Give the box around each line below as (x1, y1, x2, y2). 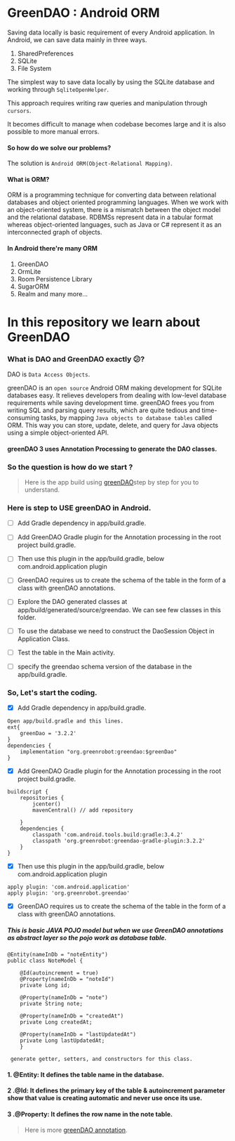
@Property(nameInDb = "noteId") (20, 976, 114, 983)
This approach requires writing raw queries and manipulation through (7, 98, 208, 107)
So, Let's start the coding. (7, 687, 98, 697)
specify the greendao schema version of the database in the (17, 662, 192, 671)
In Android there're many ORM (7, 244, 98, 252)
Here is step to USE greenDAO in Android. (7, 503, 152, 513)
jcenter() (32, 800, 61, 808)
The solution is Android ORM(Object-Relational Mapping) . (7, 159, 173, 168)
